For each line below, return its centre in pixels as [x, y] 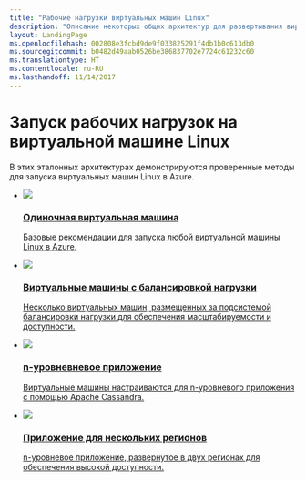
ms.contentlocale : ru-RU [56, 69]
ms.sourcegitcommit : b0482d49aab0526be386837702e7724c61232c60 [132, 52]
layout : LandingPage [49, 35]
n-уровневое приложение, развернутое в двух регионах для [141, 457]
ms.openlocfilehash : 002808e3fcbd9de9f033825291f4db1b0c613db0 [132, 43]
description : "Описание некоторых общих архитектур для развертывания [146, 26]
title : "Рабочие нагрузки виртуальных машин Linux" [109, 18]
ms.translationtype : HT [55, 60]
